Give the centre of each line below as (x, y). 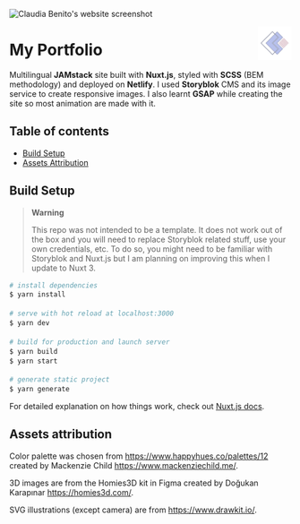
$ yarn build (34, 351)
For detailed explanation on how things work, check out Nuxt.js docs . (137, 407)
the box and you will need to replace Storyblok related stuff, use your (159, 239)
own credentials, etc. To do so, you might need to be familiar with (152, 249)
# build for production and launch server (90, 342)
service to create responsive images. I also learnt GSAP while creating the (146, 93)
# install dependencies (54, 285)
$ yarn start (34, 361)
